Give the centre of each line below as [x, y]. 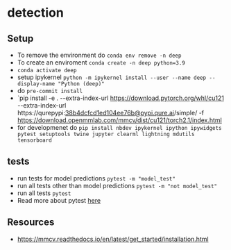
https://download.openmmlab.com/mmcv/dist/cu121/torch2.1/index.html [119, 120]
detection [35, 13]
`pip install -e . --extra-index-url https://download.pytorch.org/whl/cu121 [120, 98]
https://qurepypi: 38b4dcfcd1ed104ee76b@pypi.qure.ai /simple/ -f [111, 113]
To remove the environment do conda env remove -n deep [99, 55]
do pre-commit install [50, 91]
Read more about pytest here [59, 200]
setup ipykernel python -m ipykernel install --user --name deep [112, 77]
